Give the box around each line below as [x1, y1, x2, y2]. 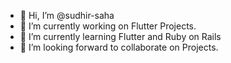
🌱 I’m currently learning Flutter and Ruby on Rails [19, 31, 222, 42]
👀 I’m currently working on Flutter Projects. [19, 20, 197, 32]
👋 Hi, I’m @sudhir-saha [19, 10, 115, 21]
